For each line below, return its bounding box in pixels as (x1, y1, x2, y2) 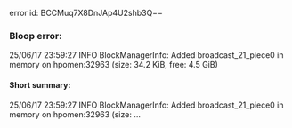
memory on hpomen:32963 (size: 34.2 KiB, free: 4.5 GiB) (9, 60, 218, 70)
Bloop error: (9, 29, 62, 42)
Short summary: (9, 79, 71, 90)
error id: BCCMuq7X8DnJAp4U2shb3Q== (9, 8, 163, 18)
